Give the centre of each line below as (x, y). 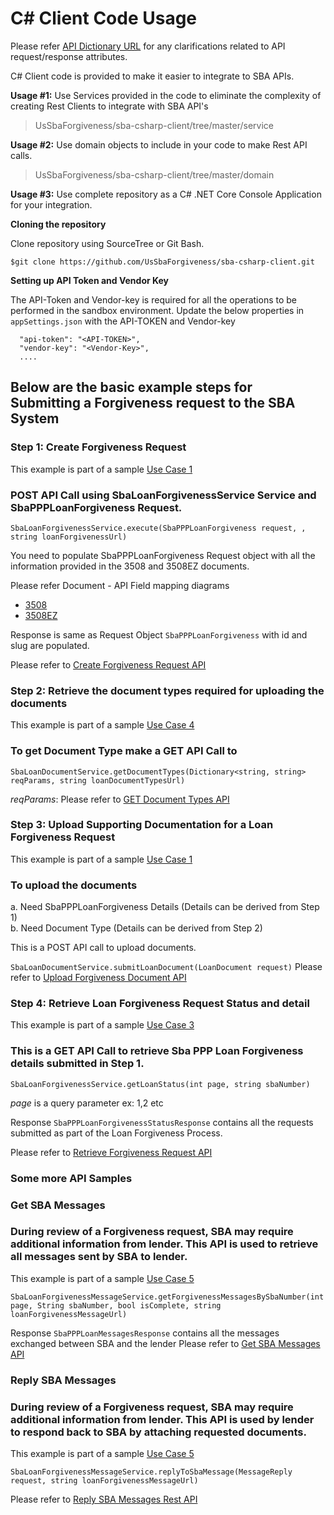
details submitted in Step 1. (77, 1064)
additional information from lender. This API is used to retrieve (164, 1244)
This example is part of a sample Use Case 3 (102, 1025)
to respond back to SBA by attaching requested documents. (158, 1432)
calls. (21, 155)
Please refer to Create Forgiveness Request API (108, 664)
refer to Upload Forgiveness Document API (98, 978)
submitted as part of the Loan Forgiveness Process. (116, 1133)
